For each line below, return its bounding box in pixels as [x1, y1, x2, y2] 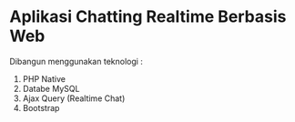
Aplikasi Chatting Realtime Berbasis [9, 6, 287, 27]
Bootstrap [22, 102, 60, 113]
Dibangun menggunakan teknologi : [9, 56, 144, 66]
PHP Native [22, 73, 66, 84]
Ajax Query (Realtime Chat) [22, 93, 126, 104]
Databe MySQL [22, 83, 80, 94]
